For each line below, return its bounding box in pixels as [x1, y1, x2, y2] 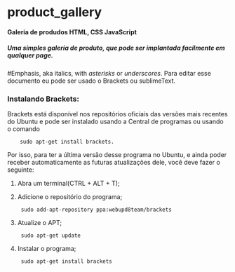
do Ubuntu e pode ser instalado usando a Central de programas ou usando [7, 117, 224, 126]
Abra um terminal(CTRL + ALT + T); [17, 179, 121, 188]
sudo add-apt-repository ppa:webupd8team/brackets [20, 206, 172, 214]
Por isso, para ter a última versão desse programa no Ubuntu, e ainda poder [7, 151, 227, 159]
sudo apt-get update [20, 232, 81, 239]
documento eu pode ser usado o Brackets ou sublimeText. [7, 76, 176, 85]
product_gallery [7, 4, 102, 20]
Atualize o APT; [17, 219, 62, 227]
